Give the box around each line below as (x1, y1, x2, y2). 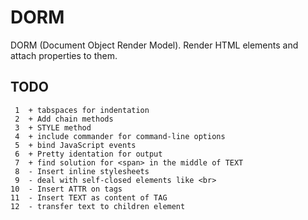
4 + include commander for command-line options (14, 131, 226, 141)
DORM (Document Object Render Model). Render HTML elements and (10, 39, 299, 51)
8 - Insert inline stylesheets (14, 166, 150, 176)
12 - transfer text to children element (10, 201, 186, 211)
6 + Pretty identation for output (14, 149, 163, 159)
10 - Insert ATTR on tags (10, 184, 123, 194)
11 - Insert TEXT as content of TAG (10, 192, 168, 203)
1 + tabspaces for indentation (14, 105, 150, 115)
